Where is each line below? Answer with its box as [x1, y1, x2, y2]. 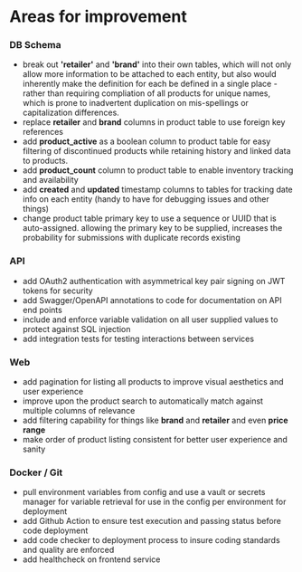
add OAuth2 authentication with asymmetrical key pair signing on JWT [22, 275, 286, 286]
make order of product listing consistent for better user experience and [22, 434, 288, 445]
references [22, 127, 63, 138]
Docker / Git [9, 466, 63, 479]
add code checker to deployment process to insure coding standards [22, 535, 280, 546]
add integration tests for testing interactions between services [22, 333, 255, 344]
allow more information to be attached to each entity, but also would [22, 69, 277, 80]
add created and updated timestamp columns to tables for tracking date [22, 184, 294, 195]
